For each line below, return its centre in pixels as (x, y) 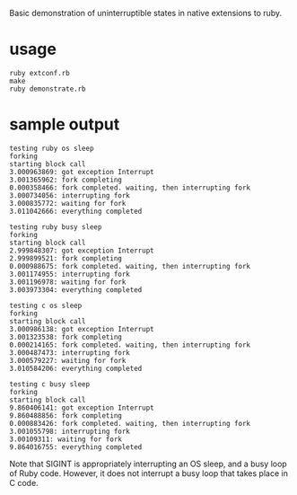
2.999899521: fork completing (66, 258)
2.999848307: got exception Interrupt (82, 251)
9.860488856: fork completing (66, 415)
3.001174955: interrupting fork (70, 274)
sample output (65, 124)
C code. (24, 482)
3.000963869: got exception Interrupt (82, 172)
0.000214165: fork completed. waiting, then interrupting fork (130, 345)
